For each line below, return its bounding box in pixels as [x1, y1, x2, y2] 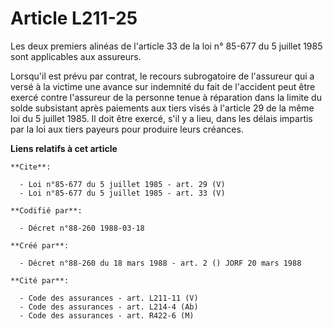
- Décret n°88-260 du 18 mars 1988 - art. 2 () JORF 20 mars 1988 [19, 258, 302, 268]
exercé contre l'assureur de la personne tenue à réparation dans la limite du [10, 91, 322, 103]
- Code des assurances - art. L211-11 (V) [19, 293, 199, 303]
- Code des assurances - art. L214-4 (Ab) [19, 302, 199, 312]
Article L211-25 [10, 7, 138, 30]
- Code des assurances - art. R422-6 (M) [19, 310, 195, 321]
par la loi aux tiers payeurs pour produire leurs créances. [10, 123, 244, 135]
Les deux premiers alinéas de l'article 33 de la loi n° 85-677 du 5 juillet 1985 [10, 40, 323, 52]
